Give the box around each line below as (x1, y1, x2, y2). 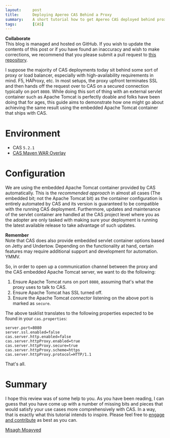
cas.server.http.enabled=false (5, 334, 71, 340)
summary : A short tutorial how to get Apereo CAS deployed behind (5, 17, 155, 22)
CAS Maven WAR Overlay (12, 150, 66, 156)
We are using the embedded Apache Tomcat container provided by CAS (5, 185, 156, 191)
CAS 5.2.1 (12, 145, 35, 151)
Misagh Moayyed (5, 427, 41, 433)
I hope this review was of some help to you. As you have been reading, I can (5, 395, 164, 401)
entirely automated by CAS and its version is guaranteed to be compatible (5, 201, 159, 207)
